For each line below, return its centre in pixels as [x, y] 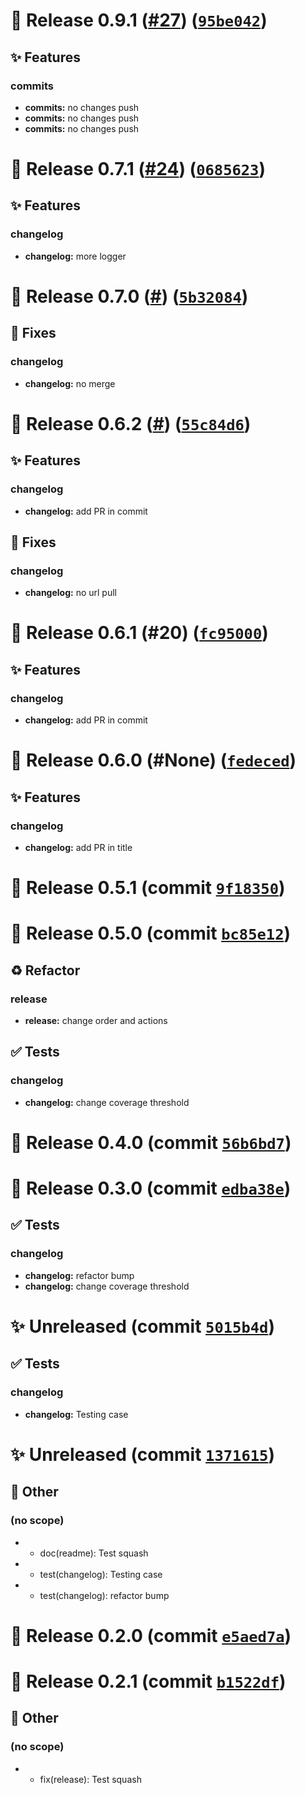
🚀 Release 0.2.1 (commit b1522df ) [148, 1681]
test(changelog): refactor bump [104, 1595]
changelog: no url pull [70, 593]
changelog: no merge [70, 383]
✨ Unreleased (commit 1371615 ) [142, 1454]
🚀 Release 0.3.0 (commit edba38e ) [151, 1188]
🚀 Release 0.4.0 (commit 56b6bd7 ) [151, 1142]
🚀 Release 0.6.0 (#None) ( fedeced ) [153, 760]
